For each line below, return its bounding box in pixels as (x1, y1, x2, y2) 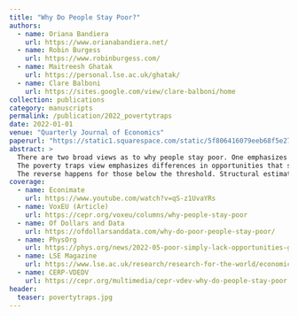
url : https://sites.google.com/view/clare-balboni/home (25, 87, 237, 96)
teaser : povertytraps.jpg (17, 293, 114, 302)
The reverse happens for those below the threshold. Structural (17, 169, 260, 178)
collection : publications (9, 95, 105, 104)
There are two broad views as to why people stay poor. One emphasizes (17, 152, 288, 162)
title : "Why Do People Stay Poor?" (9, 12, 141, 22)
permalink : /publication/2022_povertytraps (9, 112, 173, 120)
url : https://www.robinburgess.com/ (25, 54, 161, 63)
